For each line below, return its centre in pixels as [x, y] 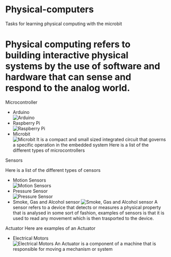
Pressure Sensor [30, 191]
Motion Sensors [29, 180]
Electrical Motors [31, 238]
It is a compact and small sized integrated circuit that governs [101, 139]
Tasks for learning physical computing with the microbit [64, 24]
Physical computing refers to [68, 44]
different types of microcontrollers [49, 150]
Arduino [21, 112]
